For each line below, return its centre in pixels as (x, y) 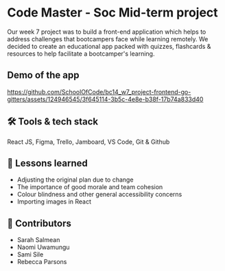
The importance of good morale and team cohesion (90, 187)
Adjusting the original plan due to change (75, 180)
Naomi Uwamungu (43, 247)
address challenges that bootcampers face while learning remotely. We (108, 39)
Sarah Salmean (38, 240)
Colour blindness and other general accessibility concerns (99, 195)
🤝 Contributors (39, 223)
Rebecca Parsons (42, 262)
